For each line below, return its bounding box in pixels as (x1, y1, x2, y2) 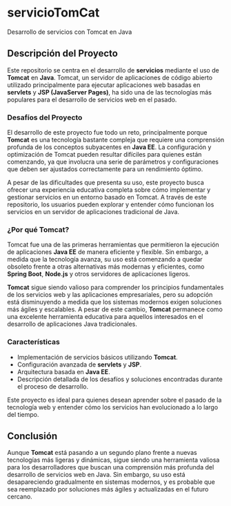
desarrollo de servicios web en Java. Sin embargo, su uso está (7, 471, 185, 479)
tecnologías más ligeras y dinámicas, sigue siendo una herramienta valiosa (7, 456, 220, 464)
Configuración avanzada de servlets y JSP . (17, 360, 142, 369)
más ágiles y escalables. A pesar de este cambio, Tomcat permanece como (7, 305, 223, 313)
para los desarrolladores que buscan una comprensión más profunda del (7, 463, 214, 471)
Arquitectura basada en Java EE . (17, 367, 110, 376)
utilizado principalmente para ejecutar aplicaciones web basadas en (7, 81, 201, 89)
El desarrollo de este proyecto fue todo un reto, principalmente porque (7, 128, 208, 137)
